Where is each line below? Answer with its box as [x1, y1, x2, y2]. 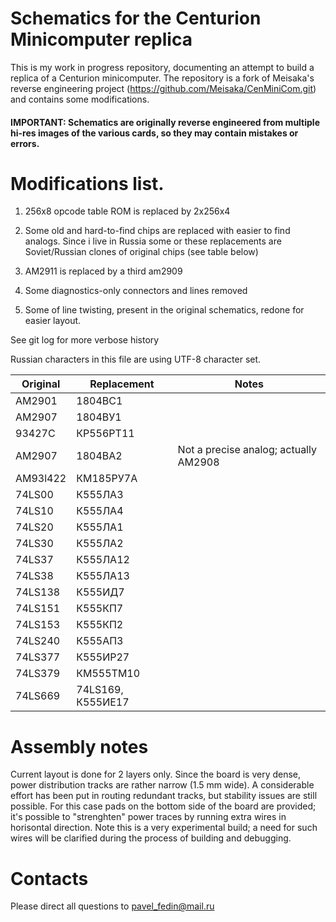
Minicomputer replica [10, 28, 193, 51]
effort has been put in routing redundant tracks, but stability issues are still [10, 790, 318, 802]
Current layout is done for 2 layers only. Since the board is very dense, [10, 768, 302, 781]
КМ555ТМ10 [76, 667, 141, 681]
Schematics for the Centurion [10, 7, 262, 30]
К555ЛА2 [76, 537, 124, 551]
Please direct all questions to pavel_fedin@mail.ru [10, 900, 215, 912]
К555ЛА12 [76, 553, 130, 567]
